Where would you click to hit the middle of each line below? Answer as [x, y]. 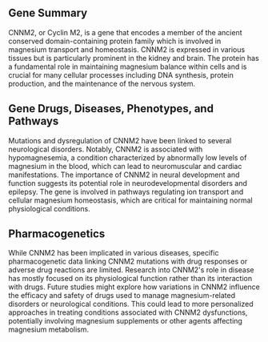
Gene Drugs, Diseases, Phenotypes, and [111, 109]
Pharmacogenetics [57, 234]
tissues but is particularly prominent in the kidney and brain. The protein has [134, 58]
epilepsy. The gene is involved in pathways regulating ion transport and [126, 191]
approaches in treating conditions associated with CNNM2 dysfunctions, [128, 312]
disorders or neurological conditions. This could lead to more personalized [131, 304]
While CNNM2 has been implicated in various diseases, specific [114, 253]
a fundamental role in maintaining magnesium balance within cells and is [128, 66]
